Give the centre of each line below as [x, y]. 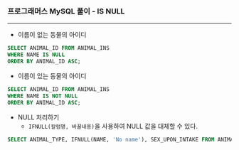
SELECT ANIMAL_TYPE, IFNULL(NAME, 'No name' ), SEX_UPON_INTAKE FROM [111, 139]
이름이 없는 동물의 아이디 [52, 35]
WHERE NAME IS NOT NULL [43, 96]
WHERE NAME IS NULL [36, 55]
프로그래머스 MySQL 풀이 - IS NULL [66, 11]
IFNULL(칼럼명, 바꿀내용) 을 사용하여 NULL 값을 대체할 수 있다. [113, 126]
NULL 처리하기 [38, 117]
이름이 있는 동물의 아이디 [52, 75]
